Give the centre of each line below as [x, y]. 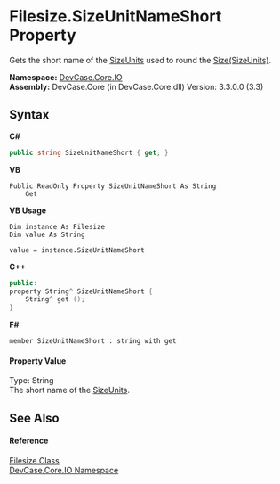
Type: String [32, 381]
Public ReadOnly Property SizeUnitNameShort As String [113, 186]
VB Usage [28, 210]
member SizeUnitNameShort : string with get [93, 341]
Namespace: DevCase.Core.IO [66, 77]
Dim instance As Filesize [57, 226]
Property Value [38, 361]
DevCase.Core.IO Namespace [64, 470]
